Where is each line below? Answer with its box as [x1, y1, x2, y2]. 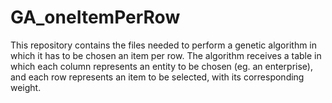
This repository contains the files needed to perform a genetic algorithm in [10, 39, 318, 51]
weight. [10, 81, 42, 93]
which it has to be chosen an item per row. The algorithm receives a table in [10, 49, 322, 61]
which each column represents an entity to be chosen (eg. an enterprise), [10, 60, 313, 72]
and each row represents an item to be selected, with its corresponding [10, 71, 305, 83]
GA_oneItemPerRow [10, 6, 181, 29]
